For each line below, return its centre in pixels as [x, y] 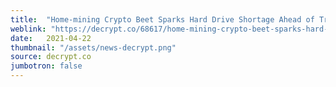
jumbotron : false [46, 66]
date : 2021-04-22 [51, 38]
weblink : [28, 29]
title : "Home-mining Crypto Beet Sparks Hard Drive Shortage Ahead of [162, 19]
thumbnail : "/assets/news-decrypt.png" [93, 47]
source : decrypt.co [51, 57]
